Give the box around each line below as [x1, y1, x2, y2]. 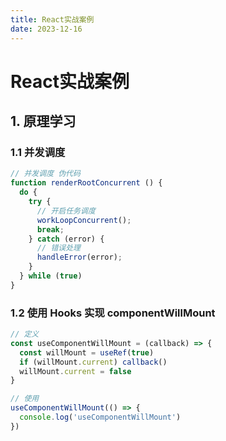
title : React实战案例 [10, 14, 95, 25]
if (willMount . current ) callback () [19, 357, 168, 367]
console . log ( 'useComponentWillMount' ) [19, 412, 182, 423]
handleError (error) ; [36, 252, 123, 263]
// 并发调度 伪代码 [10, 169, 81, 179]
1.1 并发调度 [10, 146, 66, 159]
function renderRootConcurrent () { [10, 178, 163, 188]
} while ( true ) [19, 271, 83, 281]
